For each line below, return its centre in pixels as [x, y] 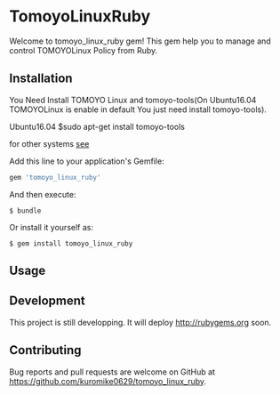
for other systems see [49, 143]
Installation [41, 79]
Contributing [45, 350]
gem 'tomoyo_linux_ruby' [55, 177]
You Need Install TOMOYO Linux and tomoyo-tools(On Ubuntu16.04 [133, 100]
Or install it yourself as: [51, 227]
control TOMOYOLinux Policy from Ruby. [84, 50]
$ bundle [25, 211]
